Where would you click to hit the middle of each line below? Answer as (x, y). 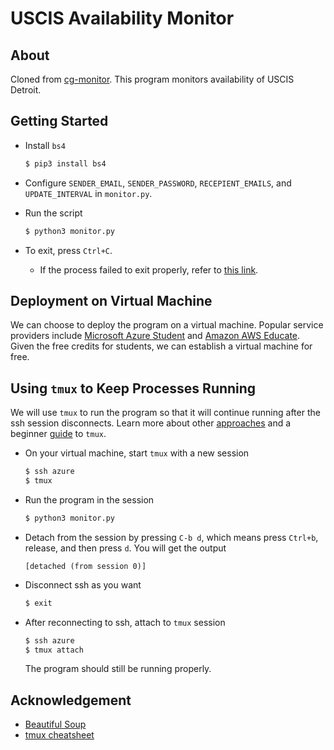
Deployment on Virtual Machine (111, 300)
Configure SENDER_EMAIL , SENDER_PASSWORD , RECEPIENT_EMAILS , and (158, 183)
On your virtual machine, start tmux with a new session (137, 453)
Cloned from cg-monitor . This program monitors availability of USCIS (152, 79)
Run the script (53, 213)
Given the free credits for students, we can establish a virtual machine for (161, 346)
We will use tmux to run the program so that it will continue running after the (165, 413)
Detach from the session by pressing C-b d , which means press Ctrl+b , (171, 537)
